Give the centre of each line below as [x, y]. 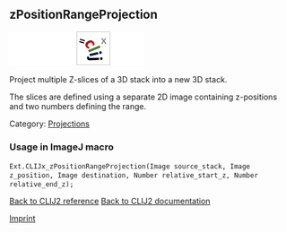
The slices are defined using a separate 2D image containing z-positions [143, 97]
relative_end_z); [42, 185]
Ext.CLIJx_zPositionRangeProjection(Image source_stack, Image [130, 167]
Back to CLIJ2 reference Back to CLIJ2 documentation [110, 202]
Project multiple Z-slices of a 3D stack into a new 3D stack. [118, 79]
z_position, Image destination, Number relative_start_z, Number [134, 176]
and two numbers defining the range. [78, 106]
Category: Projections [49, 124]
